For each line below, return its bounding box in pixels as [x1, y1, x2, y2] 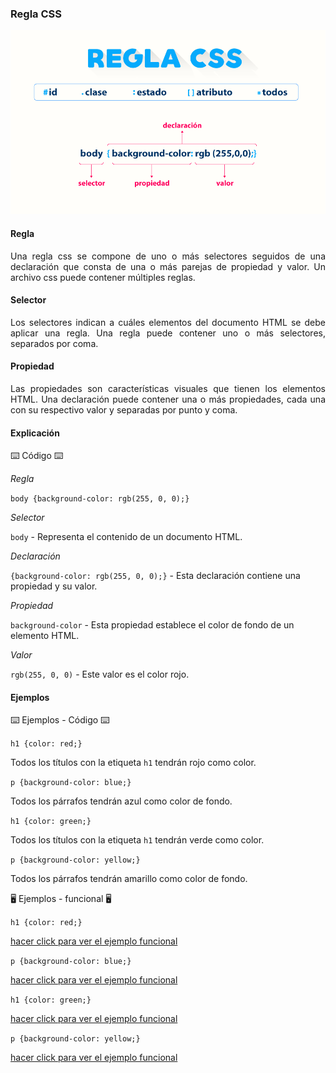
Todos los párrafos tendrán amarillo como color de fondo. [10, 873, 248, 885]
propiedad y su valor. [10, 580, 98, 592]
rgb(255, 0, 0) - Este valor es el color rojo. [10, 668, 190, 681]
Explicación [10, 427, 60, 439]
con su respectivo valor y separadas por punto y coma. [10, 403, 238, 416]
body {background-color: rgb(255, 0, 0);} [10, 494, 190, 504]
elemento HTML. [10, 630, 80, 642]
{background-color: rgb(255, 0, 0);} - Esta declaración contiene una [10, 570, 301, 582]
